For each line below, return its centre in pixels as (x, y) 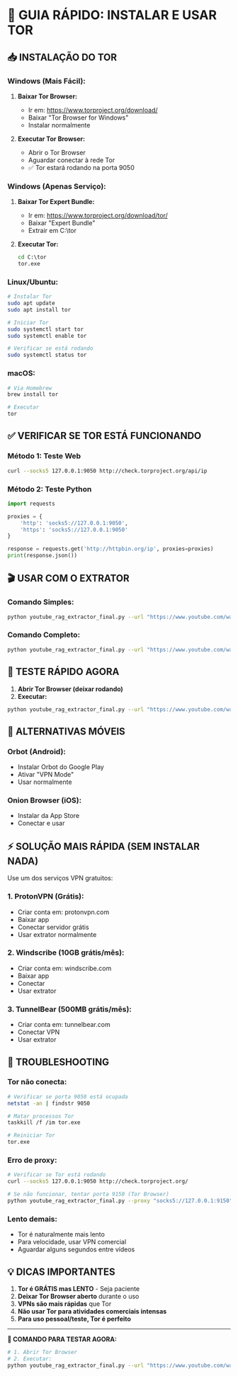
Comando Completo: (44, 635)
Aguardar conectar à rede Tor (72, 160)
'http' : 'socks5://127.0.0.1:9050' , (74, 523)
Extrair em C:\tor (52, 231)
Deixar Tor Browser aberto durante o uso (78, 1296)
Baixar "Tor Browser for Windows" (78, 118)
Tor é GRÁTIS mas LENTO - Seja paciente (79, 1288)
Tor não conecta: (37, 1082)
